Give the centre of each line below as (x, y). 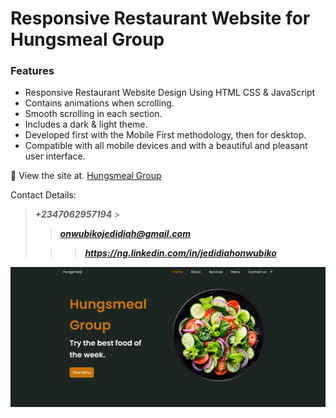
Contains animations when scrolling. (99, 103)
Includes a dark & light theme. (86, 124)
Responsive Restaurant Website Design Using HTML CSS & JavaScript (170, 93)
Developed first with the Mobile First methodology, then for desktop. (165, 135)
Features (32, 71)
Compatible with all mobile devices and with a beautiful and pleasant (166, 146)
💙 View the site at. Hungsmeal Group (86, 176)
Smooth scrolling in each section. (93, 114)
